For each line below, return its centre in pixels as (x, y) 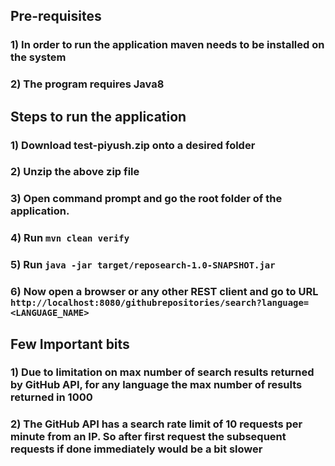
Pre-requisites (56, 16)
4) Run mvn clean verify (70, 238)
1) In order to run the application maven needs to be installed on (167, 45)
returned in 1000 (51, 397)
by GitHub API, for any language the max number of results (156, 385)
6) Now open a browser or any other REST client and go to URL (164, 292)
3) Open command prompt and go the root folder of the (146, 199)
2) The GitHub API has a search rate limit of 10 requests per (156, 424)
